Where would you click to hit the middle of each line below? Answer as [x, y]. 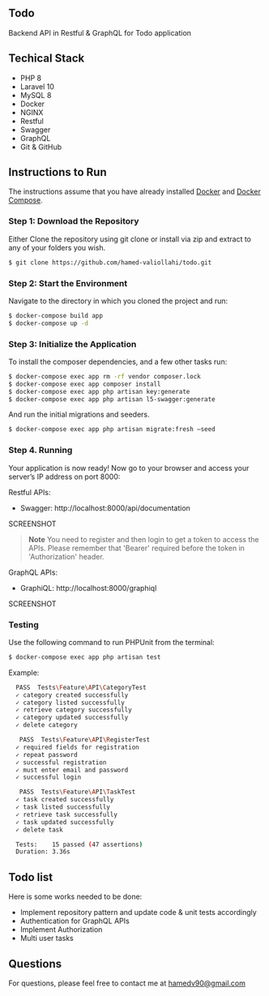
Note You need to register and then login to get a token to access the [143, 539]
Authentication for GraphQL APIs [75, 921]
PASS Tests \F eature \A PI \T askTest [77, 792]
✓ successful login [49, 777]
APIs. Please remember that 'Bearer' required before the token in [137, 548]
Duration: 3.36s [43, 852]
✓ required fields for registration [77, 747]
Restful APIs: [30, 492]
